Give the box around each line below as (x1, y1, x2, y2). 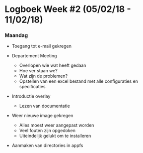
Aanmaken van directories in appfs (11, 143, 83, 149)
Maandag (4, 32, 28, 39)
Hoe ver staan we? (19, 68, 58, 74)
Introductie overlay (11, 93, 51, 99)
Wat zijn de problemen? (19, 73, 68, 79)
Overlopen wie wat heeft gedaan (19, 62, 86, 68)
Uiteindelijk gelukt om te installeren (19, 133, 91, 139)
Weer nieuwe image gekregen (11, 113, 73, 119)
